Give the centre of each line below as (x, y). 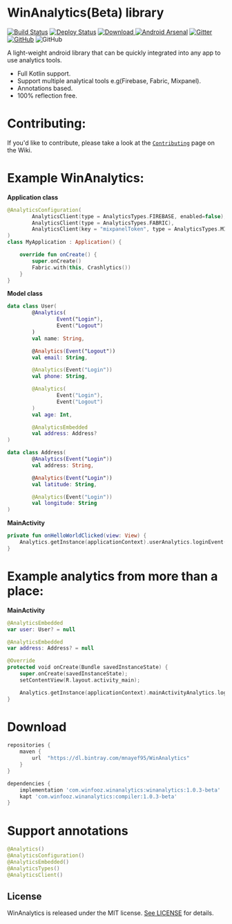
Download (37, 727)
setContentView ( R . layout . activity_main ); (80, 680)
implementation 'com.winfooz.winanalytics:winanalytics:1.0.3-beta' (120, 790)
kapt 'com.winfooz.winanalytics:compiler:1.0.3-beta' (98, 797)
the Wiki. (20, 150)
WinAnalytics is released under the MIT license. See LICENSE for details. (110, 913)
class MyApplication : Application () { (65, 242)
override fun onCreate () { (58, 255)
